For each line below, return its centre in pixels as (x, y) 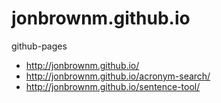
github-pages (39, 46)
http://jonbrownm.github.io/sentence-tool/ (113, 86)
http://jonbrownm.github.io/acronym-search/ (118, 76)
